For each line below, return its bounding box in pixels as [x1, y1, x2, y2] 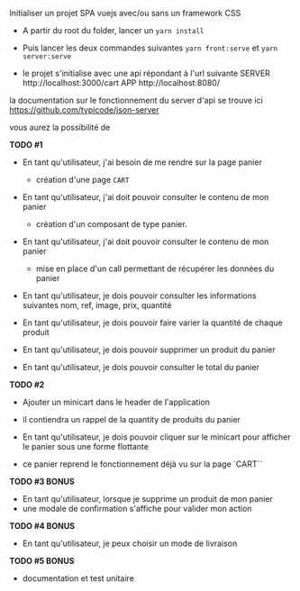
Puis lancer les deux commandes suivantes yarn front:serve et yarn [22, 42, 277, 53]
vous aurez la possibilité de [9, 122, 111, 132]
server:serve [22, 52, 72, 61]
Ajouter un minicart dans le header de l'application [22, 396, 210, 407]
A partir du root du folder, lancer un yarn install [22, 25, 205, 35]
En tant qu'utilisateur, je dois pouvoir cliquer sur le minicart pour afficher [22, 432, 291, 442]
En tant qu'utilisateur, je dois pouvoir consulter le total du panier [22, 362, 259, 372]
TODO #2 [9, 379, 45, 390]
